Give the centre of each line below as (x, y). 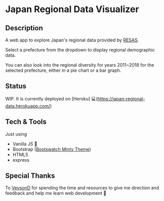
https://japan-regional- (121, 98)
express (21, 160)
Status (16, 86)
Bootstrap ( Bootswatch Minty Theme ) (52, 149)
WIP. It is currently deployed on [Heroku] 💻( (51, 98)
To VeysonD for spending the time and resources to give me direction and (82, 188)
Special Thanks (30, 176)
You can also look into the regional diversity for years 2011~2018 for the (80, 65)
